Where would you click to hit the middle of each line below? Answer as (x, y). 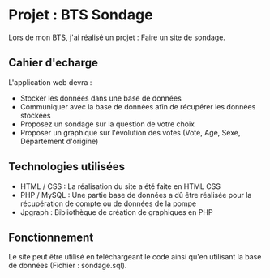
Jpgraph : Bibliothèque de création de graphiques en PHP (116, 212)
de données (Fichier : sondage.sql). (68, 266)
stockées (35, 115)
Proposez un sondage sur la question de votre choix (107, 124)
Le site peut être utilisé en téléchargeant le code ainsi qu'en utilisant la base (135, 257)
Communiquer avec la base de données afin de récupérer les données (138, 106)
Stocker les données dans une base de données (101, 98)
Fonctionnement (51, 237)
